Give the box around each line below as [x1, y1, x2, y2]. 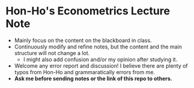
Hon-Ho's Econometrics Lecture [5, 4, 171, 18]
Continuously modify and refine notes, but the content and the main [14, 43, 183, 50]
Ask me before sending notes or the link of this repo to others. [14, 75, 172, 82]
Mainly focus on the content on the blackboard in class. [14, 37, 152, 44]
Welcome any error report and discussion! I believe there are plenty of [14, 62, 189, 69]
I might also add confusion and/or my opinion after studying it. [23, 56, 178, 63]
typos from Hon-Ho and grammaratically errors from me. [14, 68, 156, 75]
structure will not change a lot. [14, 49, 90, 56]
